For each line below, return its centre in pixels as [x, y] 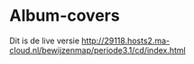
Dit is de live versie [44, 41]
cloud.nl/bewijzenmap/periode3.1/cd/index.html [98, 50]
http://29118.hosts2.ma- [125, 41]
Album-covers [65, 16]
